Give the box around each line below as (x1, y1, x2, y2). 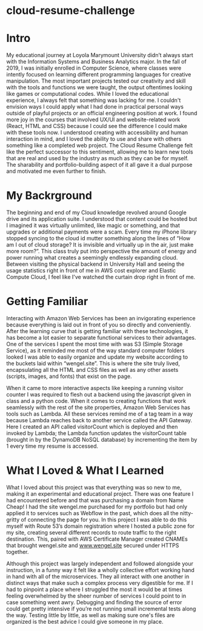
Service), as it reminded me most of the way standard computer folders (6, 347, 185, 354)
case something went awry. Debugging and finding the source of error (6, 598, 182, 606)
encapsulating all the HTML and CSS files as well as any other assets (6, 366, 179, 373)
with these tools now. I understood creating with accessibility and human (6, 129, 188, 137)
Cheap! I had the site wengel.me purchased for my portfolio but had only (6, 503, 188, 510)
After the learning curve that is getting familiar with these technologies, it (6, 328, 188, 334)
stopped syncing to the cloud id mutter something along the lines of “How (6, 235, 191, 242)
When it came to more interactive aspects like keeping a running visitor (6, 385, 184, 391)
